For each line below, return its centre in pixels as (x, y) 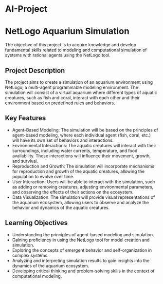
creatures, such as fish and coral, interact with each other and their (72, 97)
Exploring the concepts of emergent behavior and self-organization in (82, 250)
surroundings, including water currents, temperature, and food (75, 151)
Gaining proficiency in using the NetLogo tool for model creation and (81, 240)
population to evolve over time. (43, 176)
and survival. (25, 161)
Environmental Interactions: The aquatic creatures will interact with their (84, 145)
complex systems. (30, 255)
